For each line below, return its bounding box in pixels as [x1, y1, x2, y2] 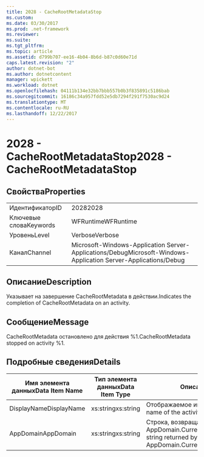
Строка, [146, 418, 170, 426]
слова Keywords [9, 221, 56, 229]
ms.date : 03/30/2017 [6, 20, 59, 26]
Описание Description [6, 277, 92, 287]
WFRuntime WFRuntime [71, 217, 138, 226]
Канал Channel [9, 248, 52, 257]
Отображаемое [146, 400, 192, 408]
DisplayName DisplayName [9, 404, 86, 413]
